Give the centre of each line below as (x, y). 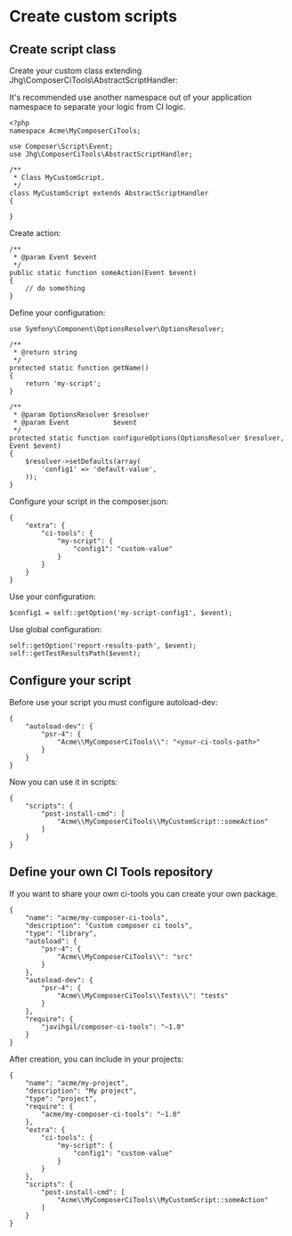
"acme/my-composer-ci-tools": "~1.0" (111, 1114)
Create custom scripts (93, 16)
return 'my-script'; (63, 384)
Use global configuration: (56, 629)
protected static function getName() (79, 368)
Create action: (35, 233)
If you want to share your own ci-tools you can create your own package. (144, 893)
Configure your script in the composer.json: (89, 501)
